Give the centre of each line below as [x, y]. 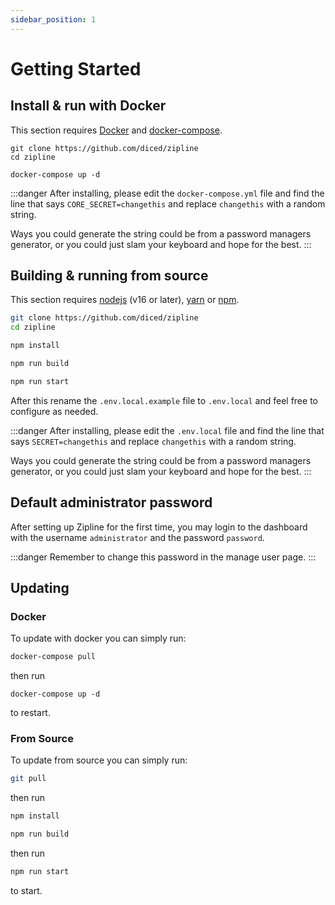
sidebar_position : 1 [53, 19]
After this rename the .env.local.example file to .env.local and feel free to [164, 400]
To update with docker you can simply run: [98, 638]
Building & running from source [109, 276]
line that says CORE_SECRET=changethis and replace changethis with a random [168, 203]
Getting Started [76, 68]
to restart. [30, 713]
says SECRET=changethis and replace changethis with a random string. [153, 441]
